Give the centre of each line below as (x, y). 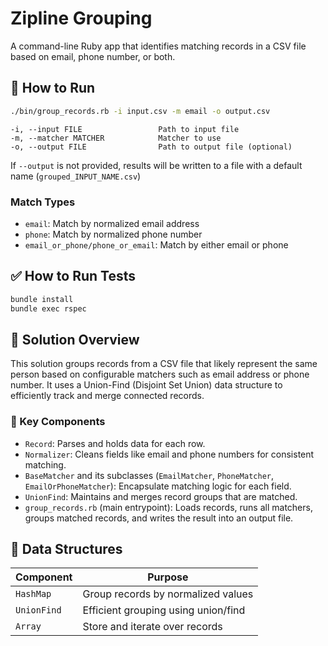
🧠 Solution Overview (75, 339)
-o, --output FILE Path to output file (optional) (151, 147)
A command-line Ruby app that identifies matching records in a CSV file (158, 46)
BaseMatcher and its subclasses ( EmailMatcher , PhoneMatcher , (149, 475)
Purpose (168, 577)
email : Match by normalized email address (112, 223)
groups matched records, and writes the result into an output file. (159, 518)
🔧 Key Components (58, 422)
